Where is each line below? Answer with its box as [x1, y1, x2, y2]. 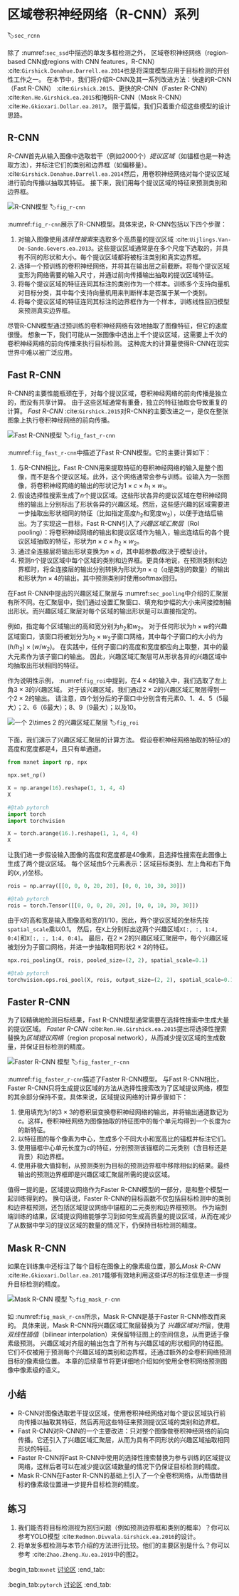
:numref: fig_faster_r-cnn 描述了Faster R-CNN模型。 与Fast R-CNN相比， [7, 1075, 223, 1084]
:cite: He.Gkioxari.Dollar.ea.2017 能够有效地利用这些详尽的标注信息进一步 [7, 1271, 223, 1280]
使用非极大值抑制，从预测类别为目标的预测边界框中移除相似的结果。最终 [17, 1161, 230, 1170]
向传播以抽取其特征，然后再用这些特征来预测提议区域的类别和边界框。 [17, 1417, 224, 1426]
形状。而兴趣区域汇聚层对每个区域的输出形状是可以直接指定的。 [13, 606, 201, 615]
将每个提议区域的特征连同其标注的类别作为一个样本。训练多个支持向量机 [17, 279, 230, 288]
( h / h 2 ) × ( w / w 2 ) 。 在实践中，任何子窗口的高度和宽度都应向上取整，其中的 [7, 642, 223, 653]
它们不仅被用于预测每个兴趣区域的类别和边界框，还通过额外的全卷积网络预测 [7, 1348, 232, 1357]
